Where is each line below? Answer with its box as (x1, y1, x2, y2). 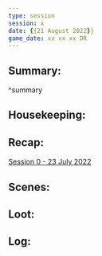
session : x (8, 19, 45, 27)
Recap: (8, 136, 45, 149)
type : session (8, 11, 56, 20)
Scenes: (8, 180, 50, 193)
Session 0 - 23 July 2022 (8, 157, 92, 167)
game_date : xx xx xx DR (8, 34, 88, 43)
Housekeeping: (8, 108, 86, 122)
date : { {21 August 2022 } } (8, 26, 94, 35)
